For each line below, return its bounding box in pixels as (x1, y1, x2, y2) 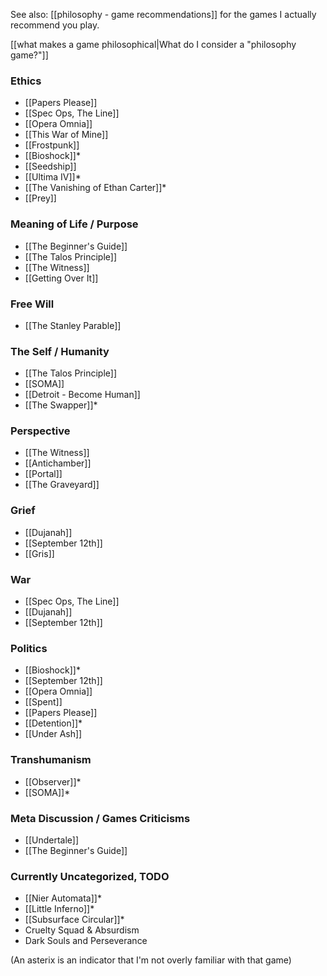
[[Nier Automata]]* (24, 892, 102, 904)
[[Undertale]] (24, 834, 80, 846)
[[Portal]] (24, 468, 63, 480)
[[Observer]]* (24, 775, 82, 788)
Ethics (10, 74, 42, 88)
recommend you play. (10, 19, 100, 31)
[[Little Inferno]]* (24, 903, 95, 915)
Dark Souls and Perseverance (24, 935, 148, 947)
